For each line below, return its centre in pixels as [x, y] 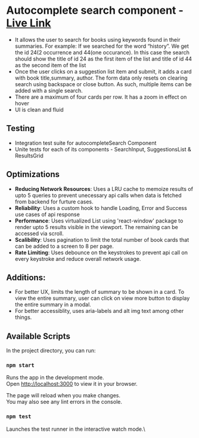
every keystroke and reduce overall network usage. [78, 258]
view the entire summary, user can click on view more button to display [102, 298]
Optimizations [33, 174]
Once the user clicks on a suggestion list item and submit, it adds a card [103, 71]
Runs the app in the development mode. [55, 378]
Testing [21, 128]
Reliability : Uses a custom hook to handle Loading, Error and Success [101, 208]
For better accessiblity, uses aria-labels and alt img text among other [99, 311]
